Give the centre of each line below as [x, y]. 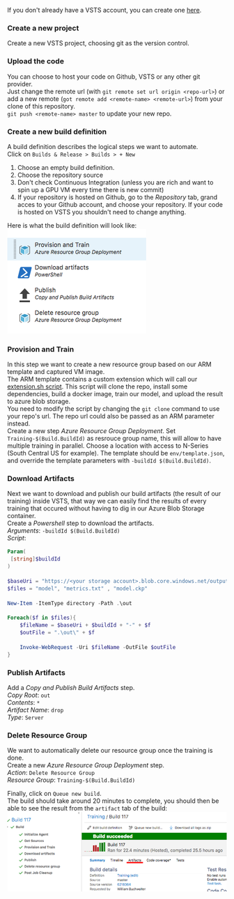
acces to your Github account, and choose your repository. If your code [120, 204]
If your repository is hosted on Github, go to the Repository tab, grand [117, 197]
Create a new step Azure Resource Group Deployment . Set [92, 431]
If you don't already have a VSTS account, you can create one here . [104, 10]
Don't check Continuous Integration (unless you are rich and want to [115, 182]
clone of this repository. [41, 106]
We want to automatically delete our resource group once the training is [110, 751]
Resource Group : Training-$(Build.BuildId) [71, 780]
